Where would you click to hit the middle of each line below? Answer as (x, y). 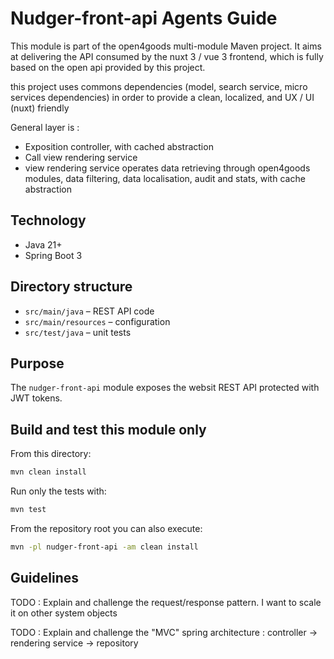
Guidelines (44, 578)
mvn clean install (48, 472)
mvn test (28, 510)
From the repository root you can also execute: (106, 528)
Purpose (37, 363)
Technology (48, 220)
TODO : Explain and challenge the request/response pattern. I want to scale (166, 602)
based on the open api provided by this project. (108, 67)
